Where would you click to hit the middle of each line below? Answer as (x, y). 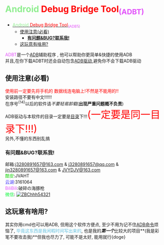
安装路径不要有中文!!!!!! (28, 97)
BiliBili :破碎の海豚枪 (25, 188)
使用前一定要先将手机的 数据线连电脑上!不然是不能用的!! (62, 91)
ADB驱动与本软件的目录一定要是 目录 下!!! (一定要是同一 (78, 114)
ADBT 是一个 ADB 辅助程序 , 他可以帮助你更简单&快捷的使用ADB (69, 55)
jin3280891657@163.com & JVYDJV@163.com (53, 170)
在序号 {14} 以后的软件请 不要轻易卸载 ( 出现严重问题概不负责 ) (64, 103)
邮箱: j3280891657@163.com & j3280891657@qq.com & (62, 164)
